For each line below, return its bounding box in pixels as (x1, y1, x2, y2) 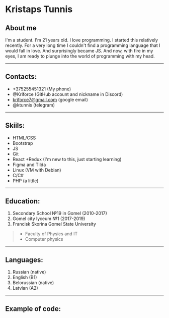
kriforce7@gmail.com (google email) (12, 96, 88, 102)
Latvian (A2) (12, 285, 39, 291)
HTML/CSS (12, 135, 36, 141)
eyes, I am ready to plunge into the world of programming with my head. (5, 53, 155, 59)
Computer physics (25, 236, 63, 242)
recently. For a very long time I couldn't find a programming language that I (5, 42, 160, 48)
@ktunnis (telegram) (12, 102, 55, 108)
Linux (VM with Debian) (12, 167, 61, 173)
